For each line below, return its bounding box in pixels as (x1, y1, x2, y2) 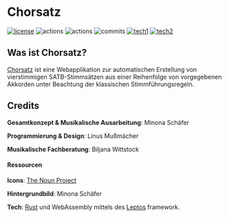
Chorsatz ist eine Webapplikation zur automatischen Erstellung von (7, 65, 197, 73)
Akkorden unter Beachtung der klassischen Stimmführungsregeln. (7, 80, 195, 88)
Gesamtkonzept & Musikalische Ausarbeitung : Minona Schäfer (7, 118, 190, 126)
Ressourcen (7, 161, 43, 169)
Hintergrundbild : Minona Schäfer (7, 189, 102, 197)
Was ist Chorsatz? (7, 47, 87, 59)
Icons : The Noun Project (7, 176, 77, 184)
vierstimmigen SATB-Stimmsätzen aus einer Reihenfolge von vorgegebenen (7, 72, 222, 81)
